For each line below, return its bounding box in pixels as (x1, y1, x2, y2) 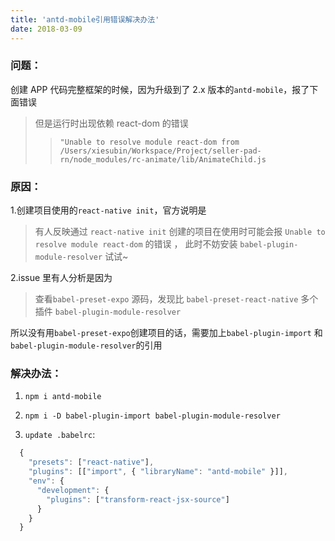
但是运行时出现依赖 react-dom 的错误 (34, 117, 189, 129)
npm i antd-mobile (24, 392, 102, 402)
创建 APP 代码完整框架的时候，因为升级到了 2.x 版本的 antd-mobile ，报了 (10, 83, 310, 95)
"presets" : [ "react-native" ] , (28, 457, 155, 468)
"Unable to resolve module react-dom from (59, 137, 240, 147)
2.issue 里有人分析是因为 (10, 272, 113, 284)
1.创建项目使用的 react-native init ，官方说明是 (10, 204, 207, 216)
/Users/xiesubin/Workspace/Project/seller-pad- (59, 146, 262, 156)
